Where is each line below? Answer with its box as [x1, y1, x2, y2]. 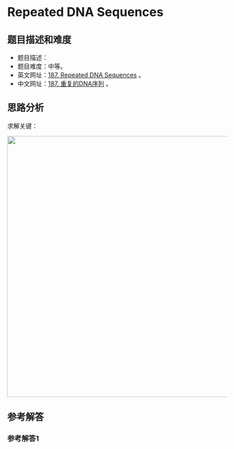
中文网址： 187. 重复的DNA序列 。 [17, 79, 113, 88]
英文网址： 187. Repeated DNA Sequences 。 [17, 71, 145, 79]
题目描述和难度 [7, 33, 72, 45]
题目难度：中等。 [17, 62, 67, 70]
